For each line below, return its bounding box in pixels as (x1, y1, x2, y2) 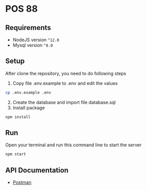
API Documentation (5, 166, 69, 174)
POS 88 (5, 3, 38, 15)
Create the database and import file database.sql (12, 99, 116, 105)
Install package (12, 105, 45, 111)
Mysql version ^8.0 (12, 42, 53, 48)
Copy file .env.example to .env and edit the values (12, 80, 118, 86)
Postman (12, 179, 32, 185)
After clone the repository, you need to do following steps (5, 70, 127, 76)
